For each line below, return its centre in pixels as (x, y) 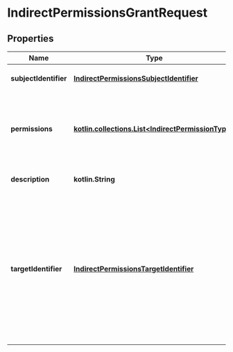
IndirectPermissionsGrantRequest (107, 13)
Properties (31, 39)
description (30, 179)
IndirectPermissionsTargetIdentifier (134, 269)
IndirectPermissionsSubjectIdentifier (136, 78)
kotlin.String (95, 179)
